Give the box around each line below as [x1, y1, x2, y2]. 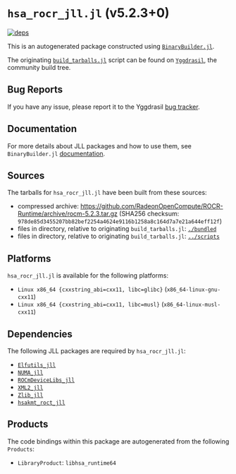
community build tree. [7, 63, 71, 71]
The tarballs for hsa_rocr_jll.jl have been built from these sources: [7, 189, 207, 197]
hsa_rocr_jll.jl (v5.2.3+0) [7, 5, 170, 21]
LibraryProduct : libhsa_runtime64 [17, 458, 116, 467]
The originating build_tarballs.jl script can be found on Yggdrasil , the [7, 55, 217, 64]
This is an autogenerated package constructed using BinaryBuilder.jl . [7, 42, 215, 50]
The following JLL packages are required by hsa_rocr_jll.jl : [7, 347, 186, 355]
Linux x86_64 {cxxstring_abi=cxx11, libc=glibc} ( [17, 285, 168, 294]
